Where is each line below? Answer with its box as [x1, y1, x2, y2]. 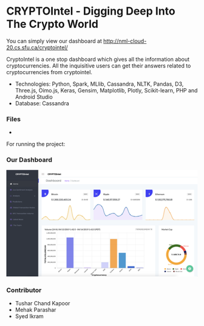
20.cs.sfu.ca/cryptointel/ [6, 44, 68, 51]
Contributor [6, 286, 42, 294]
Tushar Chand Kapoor [15, 300, 70, 307]
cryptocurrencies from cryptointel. [6, 68, 93, 75]
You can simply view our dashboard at [6, 37, 102, 44]
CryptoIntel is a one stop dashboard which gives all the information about [6, 55, 190, 63]
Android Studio [15, 93, 53, 100]
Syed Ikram [15, 313, 44, 320]
